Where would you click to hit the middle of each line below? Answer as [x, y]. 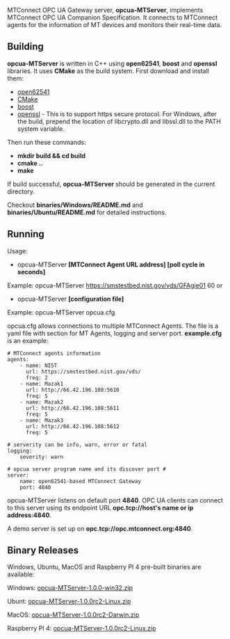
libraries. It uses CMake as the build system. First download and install [108, 71]
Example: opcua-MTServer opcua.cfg [61, 312]
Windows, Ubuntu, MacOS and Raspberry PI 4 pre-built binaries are [104, 567]
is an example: [28, 340]
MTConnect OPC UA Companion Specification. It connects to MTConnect [112, 17]
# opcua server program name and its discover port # [87, 469]
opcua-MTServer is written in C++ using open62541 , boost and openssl [112, 63]
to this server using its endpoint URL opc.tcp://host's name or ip [100, 507]
